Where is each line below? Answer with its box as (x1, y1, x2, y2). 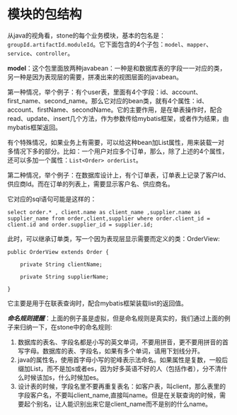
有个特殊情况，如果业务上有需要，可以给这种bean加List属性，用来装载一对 (7, 138, 225, 146)
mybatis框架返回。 (7, 123, 62, 131)
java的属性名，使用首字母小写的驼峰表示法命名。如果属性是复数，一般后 (17, 355, 229, 364)
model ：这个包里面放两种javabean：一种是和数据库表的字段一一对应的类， (7, 64, 226, 72)
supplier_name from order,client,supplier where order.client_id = (7, 215, 211, 222)
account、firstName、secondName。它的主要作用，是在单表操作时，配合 (7, 105, 223, 114)
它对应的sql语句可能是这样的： (7, 194, 97, 203)
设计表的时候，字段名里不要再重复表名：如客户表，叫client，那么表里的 (17, 382, 226, 390)
